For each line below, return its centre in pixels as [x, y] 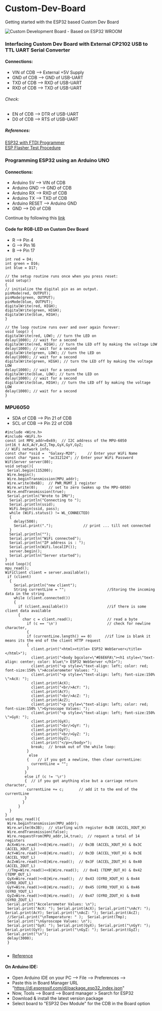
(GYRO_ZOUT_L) [19, 900]
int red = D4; [19, 259]
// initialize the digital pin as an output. [52, 289]
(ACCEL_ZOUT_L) [20, 866]
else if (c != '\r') [45, 776]
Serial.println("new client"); [45, 585]
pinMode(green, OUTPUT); [30, 297]
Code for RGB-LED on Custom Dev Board [47, 229]
